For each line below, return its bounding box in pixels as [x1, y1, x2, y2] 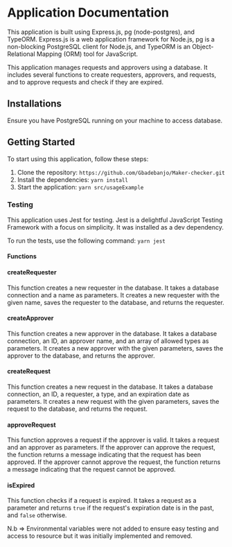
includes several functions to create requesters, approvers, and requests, [7, 71, 217, 79]
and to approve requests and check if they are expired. [7, 77, 164, 86]
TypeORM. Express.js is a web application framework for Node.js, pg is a [7, 35, 215, 43]
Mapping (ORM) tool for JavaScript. [37, 50, 139, 58]
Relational [7, 50, 36, 58]
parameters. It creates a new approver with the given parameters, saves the [7, 344, 224, 352]
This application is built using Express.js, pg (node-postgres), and [7, 28, 195, 36]
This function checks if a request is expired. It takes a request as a [7, 497, 197, 505]
